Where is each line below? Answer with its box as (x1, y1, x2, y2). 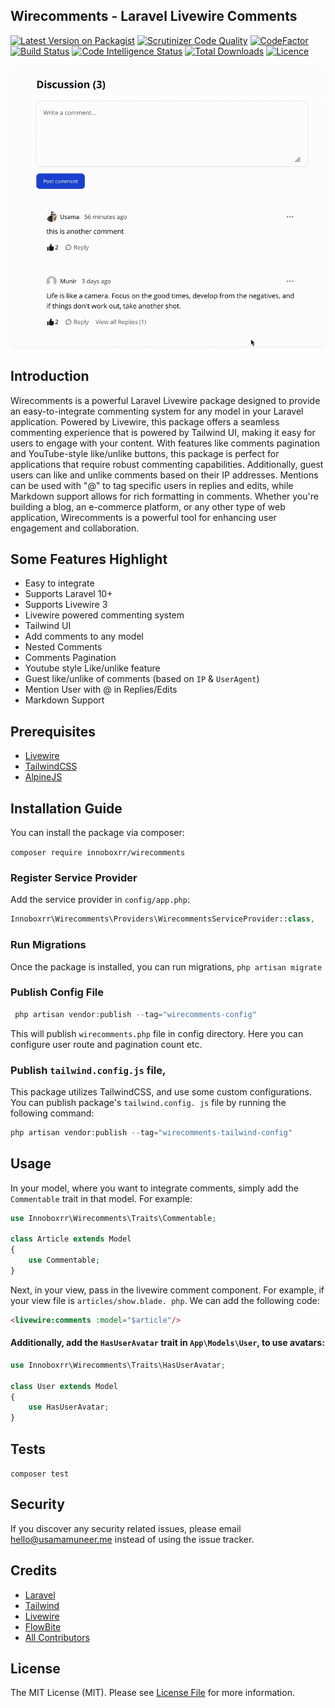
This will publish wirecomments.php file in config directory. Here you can (10, 1027, 304, 1039)
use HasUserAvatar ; (28, 1402, 110, 1413)
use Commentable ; (28, 1255, 101, 1266)
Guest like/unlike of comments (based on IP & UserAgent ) (24, 673, 260, 685)
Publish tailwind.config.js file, (10, 1063, 167, 1077)
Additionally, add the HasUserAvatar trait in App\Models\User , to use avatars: (10, 1337, 325, 1349)
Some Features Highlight (10, 550, 168, 568)
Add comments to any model (24, 630, 144, 643)
